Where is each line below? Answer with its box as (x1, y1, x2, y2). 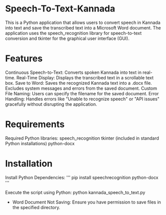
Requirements (5, 119, 65, 130)
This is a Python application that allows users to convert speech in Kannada (5, 19, 161, 25)
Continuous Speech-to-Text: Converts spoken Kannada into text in (5, 69, 142, 75)
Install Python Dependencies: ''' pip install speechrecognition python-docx (5, 174, 159, 180)
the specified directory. (12, 204, 61, 210)
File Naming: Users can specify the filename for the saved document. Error (5, 90, 159, 96)
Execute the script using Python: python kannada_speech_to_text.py (5, 189, 146, 195)
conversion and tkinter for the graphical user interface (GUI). (5, 35, 130, 41)
